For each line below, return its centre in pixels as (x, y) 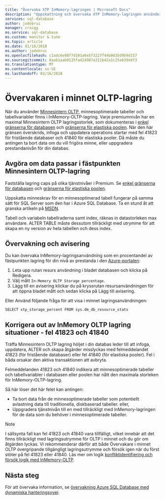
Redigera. (22, 275)
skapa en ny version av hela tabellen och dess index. (58, 228)
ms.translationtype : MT (29, 64)
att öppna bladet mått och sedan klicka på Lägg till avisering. (74, 291)
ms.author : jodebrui (26, 51)
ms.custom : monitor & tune (33, 37)
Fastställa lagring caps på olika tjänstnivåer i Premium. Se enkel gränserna (80, 183)
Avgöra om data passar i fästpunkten (63, 163)
